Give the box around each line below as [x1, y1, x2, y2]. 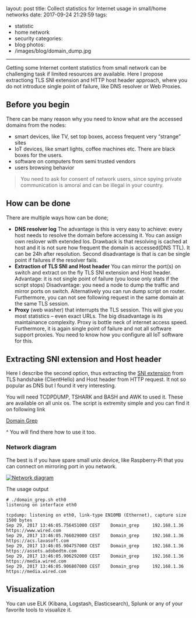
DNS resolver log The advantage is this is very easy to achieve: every [14, 225, 183, 232]
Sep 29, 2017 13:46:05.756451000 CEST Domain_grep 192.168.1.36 [6, 522, 184, 528]
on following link [6, 406, 45, 413]
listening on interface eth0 [6, 502, 77, 508]
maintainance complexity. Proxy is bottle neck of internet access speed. [14, 318, 188, 325]
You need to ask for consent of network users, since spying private [20, 175, 182, 182]
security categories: [14, 35, 63, 42]
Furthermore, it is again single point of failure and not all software [14, 325, 172, 332]
